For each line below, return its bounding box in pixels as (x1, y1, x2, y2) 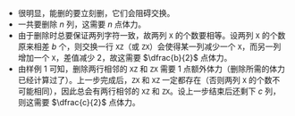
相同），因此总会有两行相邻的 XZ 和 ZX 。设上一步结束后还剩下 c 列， (33, 86, 282, 96)
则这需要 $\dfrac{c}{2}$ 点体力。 (17, 97, 140, 107)
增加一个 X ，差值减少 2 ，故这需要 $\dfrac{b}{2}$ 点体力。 (17, 53, 232, 62)
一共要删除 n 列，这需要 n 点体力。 (17, 19, 147, 29)
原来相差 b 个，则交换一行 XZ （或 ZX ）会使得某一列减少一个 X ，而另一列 (17, 41, 282, 52)
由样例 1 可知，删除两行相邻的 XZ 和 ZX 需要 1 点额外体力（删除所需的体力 (17, 63, 286, 74)
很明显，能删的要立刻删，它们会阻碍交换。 (17, 8, 175, 18)
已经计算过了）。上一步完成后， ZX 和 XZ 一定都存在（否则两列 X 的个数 (17, 75, 273, 85)
